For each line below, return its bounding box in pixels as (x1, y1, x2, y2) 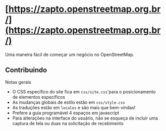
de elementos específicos (12, 94, 65, 100)
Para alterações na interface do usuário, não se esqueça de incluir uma (12, 115, 158, 121)
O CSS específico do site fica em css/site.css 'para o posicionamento (12, 88, 156, 95)
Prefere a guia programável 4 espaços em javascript (12, 110, 119, 116)
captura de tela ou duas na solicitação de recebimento (12, 120, 124, 126)
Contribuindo (5, 66, 47, 74)
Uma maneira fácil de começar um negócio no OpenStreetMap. (5, 51, 135, 58)
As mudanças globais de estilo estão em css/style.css (12, 99, 125, 105)
